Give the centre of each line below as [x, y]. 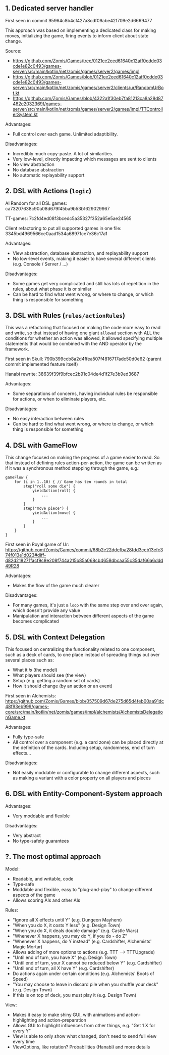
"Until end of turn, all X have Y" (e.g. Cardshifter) [63, 968]
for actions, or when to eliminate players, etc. [60, 399]
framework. [17, 349]
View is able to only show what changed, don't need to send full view [84, 1036]
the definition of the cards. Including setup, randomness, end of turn [84, 748]
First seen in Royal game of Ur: [37, 544]
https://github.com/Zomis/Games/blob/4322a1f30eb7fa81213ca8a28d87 [88, 98]
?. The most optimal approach [53, 857]
